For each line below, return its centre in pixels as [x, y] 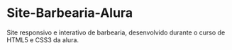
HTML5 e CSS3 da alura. [43, 39]
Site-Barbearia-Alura [70, 13]
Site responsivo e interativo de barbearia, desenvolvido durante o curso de [116, 32]
